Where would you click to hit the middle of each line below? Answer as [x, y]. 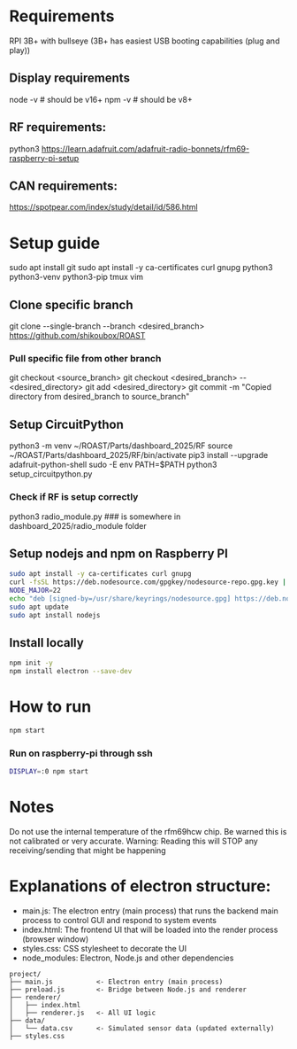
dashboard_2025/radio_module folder [78, 525]
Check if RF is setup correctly [74, 497]
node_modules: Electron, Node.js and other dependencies [128, 958]
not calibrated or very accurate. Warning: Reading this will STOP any [133, 841]
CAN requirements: [63, 186]
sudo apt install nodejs [55, 615]
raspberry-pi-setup [44, 158]
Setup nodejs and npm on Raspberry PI [118, 553]
